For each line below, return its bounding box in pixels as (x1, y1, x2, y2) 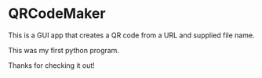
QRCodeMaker (8, 5, 106, 23)
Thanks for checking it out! (8, 60, 96, 70)
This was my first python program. (8, 45, 120, 55)
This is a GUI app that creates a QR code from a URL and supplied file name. (8, 30, 255, 40)
